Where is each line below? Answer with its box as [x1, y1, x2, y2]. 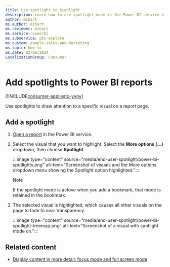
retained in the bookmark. [12, 192, 67, 198]
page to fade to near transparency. [12, 208, 86, 214]
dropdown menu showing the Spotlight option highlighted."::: [12, 167, 140, 173]
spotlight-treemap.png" [12, 223, 62, 229]
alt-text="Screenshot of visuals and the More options [46, 162, 157, 168]
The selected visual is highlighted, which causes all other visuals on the [12, 202, 162, 208]
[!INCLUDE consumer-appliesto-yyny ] [5, 93, 83, 99]
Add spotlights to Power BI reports [5, 77, 153, 88]
